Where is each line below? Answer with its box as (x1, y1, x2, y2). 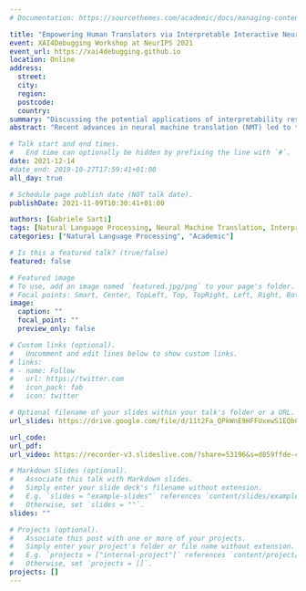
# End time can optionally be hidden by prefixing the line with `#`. (9, 148, 291, 158)
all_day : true (9, 173, 64, 182)
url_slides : (9, 416, 55, 425)
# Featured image (9, 273, 76, 283)
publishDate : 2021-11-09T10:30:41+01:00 (9, 198, 166, 208)
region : (17, 88, 47, 98)
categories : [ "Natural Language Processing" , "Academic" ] (9, 232, 234, 242)
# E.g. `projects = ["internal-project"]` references (9, 551, 226, 560)
